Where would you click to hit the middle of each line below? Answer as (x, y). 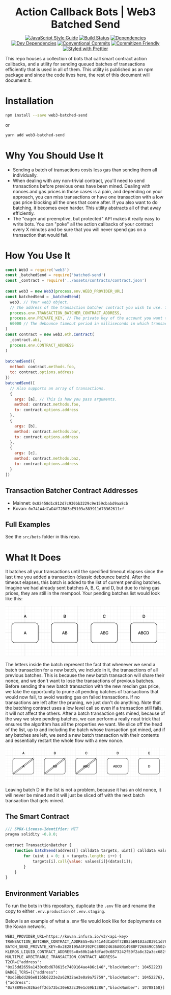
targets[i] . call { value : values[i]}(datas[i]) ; (83, 861)
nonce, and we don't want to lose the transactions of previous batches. (80, 681)
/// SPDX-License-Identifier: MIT (42, 829)
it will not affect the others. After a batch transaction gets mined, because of (85, 713)
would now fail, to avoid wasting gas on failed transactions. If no (73, 697)
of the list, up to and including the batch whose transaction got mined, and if (85, 730)
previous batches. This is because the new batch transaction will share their (85, 675)
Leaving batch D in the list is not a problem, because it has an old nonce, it (83, 789)
